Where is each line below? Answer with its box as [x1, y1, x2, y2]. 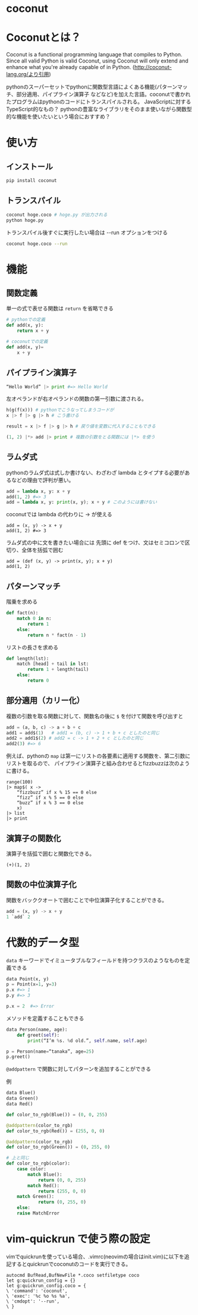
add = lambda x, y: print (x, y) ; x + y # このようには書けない [6, 499, 158, 506]
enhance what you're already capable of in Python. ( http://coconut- [6, 64, 172, 71]
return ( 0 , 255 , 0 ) [37, 1199, 86, 1206]
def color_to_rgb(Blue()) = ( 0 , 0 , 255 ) [6, 1112, 108, 1118]
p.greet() [6, 1054, 31, 1060]
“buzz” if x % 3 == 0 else [17, 800, 84, 806]
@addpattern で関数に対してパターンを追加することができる [6, 1065, 152, 1072]
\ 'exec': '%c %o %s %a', [6, 1293, 70, 1299]
